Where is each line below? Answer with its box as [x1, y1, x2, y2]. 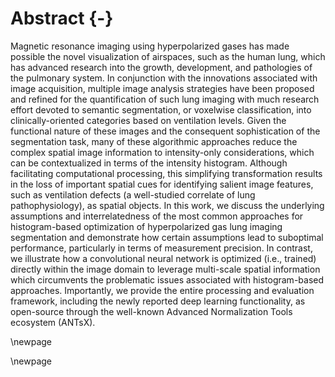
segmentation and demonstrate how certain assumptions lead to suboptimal [10, 231, 324, 243]
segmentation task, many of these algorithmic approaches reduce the [10, 135, 298, 147]
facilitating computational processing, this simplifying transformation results [10, 167, 323, 179]
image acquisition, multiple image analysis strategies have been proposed [10, 82, 315, 94]
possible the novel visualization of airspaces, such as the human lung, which [10, 50, 326, 62]
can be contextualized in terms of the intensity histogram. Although [10, 157, 288, 169]
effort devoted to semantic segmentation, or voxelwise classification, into [10, 103, 312, 116]
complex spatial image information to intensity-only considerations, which [10, 146, 315, 158]
